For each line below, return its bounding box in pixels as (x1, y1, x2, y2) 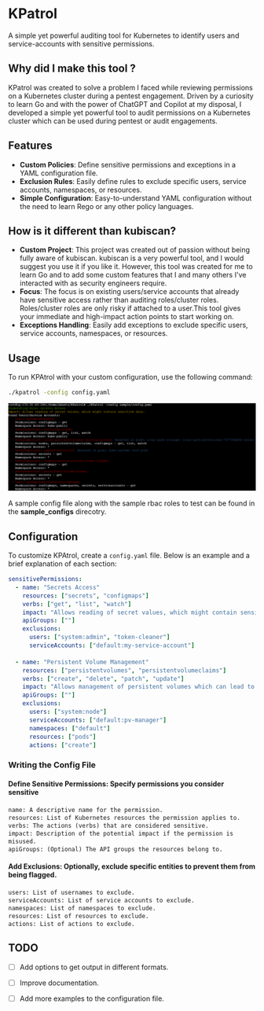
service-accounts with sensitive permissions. (8, 39, 155, 48)
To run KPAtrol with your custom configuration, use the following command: (8, 373, 253, 382)
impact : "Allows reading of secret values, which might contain (22, 608, 237, 616)
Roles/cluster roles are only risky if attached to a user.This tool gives (19, 303, 241, 313)
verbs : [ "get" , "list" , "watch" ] (22, 600, 132, 608)
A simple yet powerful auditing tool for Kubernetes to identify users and (8, 31, 240, 40)
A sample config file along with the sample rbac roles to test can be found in (8, 498, 255, 508)
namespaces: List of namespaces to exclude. (8, 904, 156, 912)
